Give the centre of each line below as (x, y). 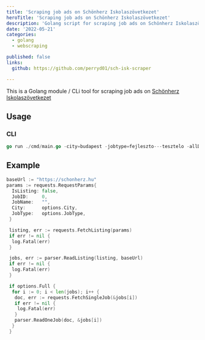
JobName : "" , (31, 202)
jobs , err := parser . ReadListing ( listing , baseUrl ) (76, 258)
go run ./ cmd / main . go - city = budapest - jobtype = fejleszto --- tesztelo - (98, 147)
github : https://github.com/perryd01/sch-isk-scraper (81, 68)
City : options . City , (45, 208)
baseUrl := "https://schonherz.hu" (52, 179)
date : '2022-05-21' (31, 29)
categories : (21, 35)
